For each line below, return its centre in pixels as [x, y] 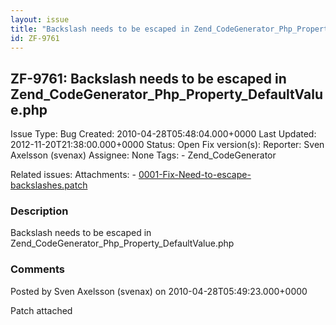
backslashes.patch [49, 185]
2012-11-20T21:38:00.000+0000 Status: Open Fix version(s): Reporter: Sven [167, 145]
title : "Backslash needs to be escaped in [100, 29]
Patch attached [41, 310]
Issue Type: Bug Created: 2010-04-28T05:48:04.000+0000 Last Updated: [163, 134]
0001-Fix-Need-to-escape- [195, 175]
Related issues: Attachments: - [73, 175]
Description [39, 211]
